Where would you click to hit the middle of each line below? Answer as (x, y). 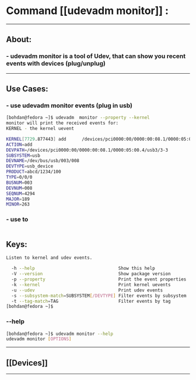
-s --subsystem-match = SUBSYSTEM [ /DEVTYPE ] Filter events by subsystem (99, 296)
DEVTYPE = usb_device (30, 166)
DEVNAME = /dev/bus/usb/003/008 (43, 161)
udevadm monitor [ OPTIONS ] (39, 339)
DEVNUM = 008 (19, 188)
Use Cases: (27, 89)
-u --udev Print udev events (87, 290)
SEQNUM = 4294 (20, 194)
